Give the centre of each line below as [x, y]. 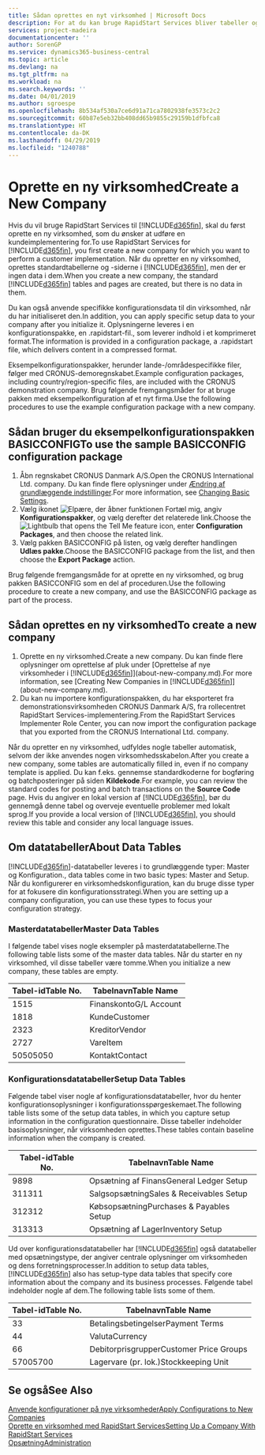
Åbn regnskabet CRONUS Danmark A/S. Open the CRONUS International [136, 476]
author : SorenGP [35, 45]
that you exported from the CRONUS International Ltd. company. [124, 731]
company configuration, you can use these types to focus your [110, 900]
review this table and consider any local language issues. [101, 822]
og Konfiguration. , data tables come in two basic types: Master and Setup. [129, 874]
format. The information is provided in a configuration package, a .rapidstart [131, 341]
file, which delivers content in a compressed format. [93, 350]
